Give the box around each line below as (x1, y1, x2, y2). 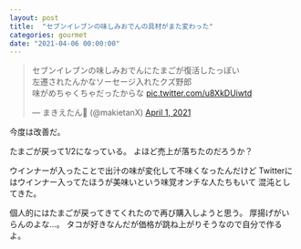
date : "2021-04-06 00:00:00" (9, 38, 120, 48)
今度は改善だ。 (9, 127, 66, 138)
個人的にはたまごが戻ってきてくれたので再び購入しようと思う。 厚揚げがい (9, 207, 290, 219)
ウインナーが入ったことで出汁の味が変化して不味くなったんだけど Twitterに (9, 165, 294, 176)
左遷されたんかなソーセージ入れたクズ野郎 (31, 77, 192, 88)
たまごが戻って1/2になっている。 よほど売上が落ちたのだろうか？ (9, 146, 254, 157)
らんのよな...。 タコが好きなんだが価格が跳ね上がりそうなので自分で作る (9, 219, 283, 230)
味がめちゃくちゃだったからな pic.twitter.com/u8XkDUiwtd (31, 88, 253, 99)
